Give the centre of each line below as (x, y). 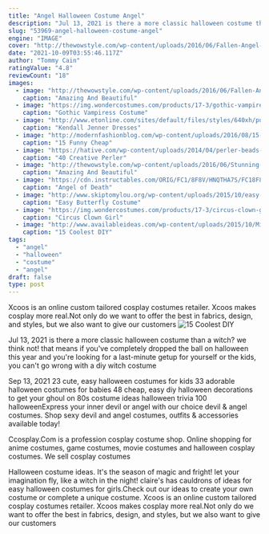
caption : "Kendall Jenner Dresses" (82, 128)
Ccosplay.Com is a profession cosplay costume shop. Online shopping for (130, 439)
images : (21, 83)
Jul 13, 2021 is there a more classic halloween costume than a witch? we (127, 340)
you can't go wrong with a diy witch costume (82, 365)
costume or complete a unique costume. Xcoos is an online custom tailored (132, 498)
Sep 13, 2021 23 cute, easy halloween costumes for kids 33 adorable (122, 381)
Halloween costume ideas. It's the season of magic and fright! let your (124, 472)
